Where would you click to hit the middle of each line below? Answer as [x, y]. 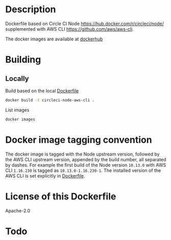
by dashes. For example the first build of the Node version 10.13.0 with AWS [86, 165]
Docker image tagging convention [79, 140]
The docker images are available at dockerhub [54, 39]
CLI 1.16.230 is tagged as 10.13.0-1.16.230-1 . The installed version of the [83, 170]
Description [31, 9]
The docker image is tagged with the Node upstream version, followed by [82, 154]
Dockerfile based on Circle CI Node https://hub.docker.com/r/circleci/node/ [85, 24]
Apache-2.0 [18, 210]
